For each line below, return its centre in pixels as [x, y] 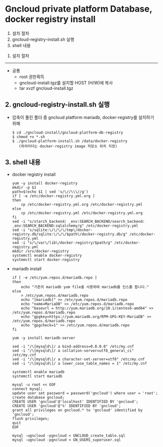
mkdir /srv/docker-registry [40, 251]
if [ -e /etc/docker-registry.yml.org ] [53, 196]
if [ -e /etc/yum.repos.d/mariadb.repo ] [54, 278]
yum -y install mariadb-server [44, 338]
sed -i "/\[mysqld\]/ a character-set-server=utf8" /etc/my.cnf [78, 359]
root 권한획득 [32, 77]
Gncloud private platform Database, [79, 9]
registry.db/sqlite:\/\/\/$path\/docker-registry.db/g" [70, 234]
